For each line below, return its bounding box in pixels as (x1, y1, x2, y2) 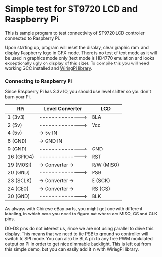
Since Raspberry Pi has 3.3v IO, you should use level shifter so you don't (5, 89, 152, 95)
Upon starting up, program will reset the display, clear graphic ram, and (5, 44, 149, 50)
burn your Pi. (5, 94, 31, 100)
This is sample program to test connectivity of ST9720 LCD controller (5, 30, 145, 36)
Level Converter (44, 106, 82, 112)
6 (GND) (7, 138, 27, 145)
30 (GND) (7, 193, 30, 200)
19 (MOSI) (7, 161, 32, 168)
